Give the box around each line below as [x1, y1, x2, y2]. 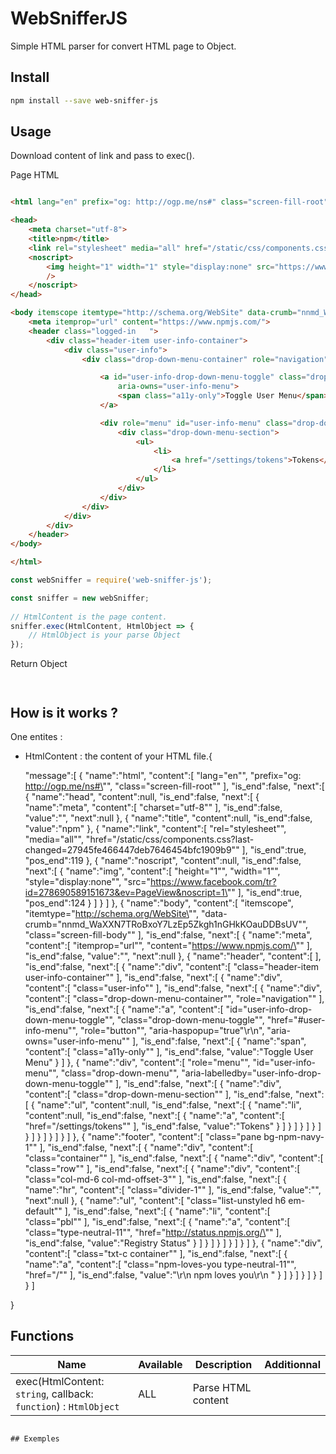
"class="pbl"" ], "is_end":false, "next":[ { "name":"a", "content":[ [24, 1216, 291, 1227]
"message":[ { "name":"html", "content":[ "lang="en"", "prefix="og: [24, 770, 302, 781]
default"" [24, 1205, 63, 1217]
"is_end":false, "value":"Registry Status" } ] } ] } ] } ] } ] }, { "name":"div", [24, 1237, 323, 1249]
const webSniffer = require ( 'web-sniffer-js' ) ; [10, 575, 213, 586]
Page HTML [10, 169, 60, 181]
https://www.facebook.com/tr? [150, 876, 277, 887]
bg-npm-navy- [263, 1131, 325, 1142]
